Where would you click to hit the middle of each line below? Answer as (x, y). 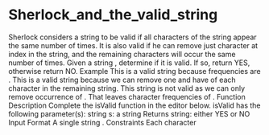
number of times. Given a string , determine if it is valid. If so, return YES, (129, 63)
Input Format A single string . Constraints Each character (102, 122)
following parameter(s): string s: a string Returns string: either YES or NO (129, 113)
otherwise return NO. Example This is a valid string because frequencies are (134, 71)
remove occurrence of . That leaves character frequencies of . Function (127, 96)
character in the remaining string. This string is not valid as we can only (127, 88)
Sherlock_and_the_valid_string (113, 15)
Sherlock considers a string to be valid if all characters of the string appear (132, 37)
